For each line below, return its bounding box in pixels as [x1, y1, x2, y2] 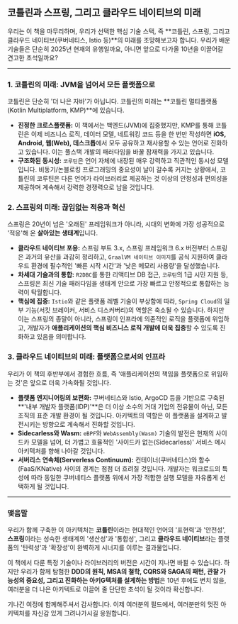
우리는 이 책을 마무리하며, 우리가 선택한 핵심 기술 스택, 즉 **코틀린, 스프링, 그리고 [7, 27, 230, 35]
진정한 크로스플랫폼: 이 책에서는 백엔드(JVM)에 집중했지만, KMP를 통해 [17, 121, 214, 130]
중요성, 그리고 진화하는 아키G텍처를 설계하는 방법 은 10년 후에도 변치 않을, [25, 576, 227, 584]
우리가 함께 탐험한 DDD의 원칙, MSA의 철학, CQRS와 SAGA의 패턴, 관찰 [20, 567, 219, 576]
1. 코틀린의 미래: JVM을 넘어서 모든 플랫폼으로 [7, 79, 156, 89]
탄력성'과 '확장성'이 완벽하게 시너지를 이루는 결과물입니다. [22, 543, 182, 552]
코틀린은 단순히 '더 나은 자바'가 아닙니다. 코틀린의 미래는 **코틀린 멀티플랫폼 [7, 97, 218, 106]
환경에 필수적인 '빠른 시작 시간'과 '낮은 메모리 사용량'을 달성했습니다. [30, 262, 220, 270]
